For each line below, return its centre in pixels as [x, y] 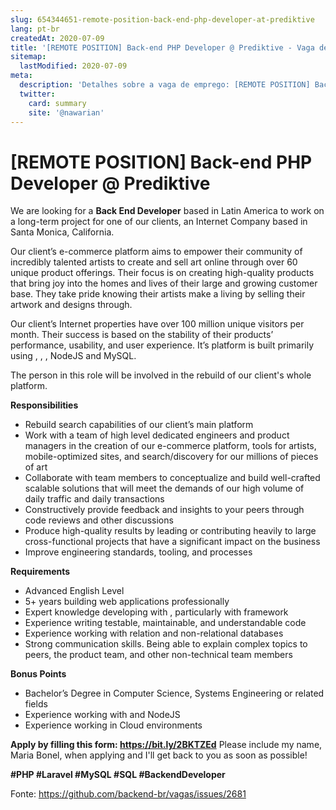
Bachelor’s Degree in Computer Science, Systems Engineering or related [174, 693]
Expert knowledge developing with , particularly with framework [156, 612]
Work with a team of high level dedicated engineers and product [157, 435]
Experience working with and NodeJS [102, 715]
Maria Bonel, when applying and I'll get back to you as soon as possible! [159, 755]
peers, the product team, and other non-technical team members [158, 655]
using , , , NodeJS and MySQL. [73, 356]
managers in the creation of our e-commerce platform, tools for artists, [170, 446]
